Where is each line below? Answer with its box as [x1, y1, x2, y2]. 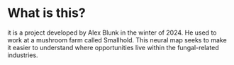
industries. [7, 51, 38, 59]
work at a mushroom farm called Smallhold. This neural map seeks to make [7, 35, 227, 44]
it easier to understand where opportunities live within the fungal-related [7, 43, 220, 52]
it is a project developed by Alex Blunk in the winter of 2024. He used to [7, 28, 217, 37]
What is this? [7, 5, 87, 21]
